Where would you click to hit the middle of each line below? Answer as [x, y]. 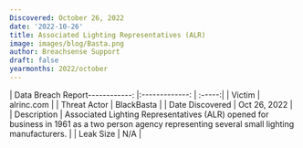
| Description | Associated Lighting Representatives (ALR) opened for [139, 114]
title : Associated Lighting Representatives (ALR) [108, 35]
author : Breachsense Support [65, 52]
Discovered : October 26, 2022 [67, 18]
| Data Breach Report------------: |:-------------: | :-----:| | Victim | [135, 95]
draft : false [34, 60]
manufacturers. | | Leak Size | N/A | [76, 133]
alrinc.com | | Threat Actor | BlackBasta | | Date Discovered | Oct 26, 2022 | [151, 104]
